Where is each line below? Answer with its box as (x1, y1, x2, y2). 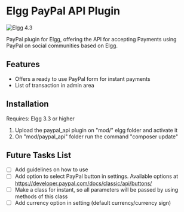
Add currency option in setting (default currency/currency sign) (14, 199, 171, 206)
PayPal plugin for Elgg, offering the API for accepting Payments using (6, 35, 177, 43)
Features (6, 59, 40, 69)
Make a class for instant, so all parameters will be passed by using (14, 186, 179, 193)
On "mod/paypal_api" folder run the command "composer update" (14, 133, 179, 140)
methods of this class (14, 193, 68, 200)
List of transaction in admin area (14, 81, 94, 89)
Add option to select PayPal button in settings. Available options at (14, 172, 178, 180)
